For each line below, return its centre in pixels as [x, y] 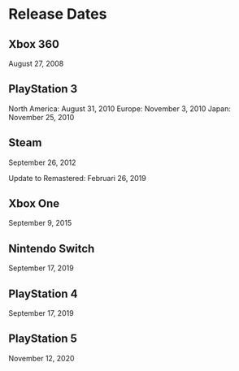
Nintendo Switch [52, 248]
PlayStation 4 [43, 293]
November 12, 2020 [41, 358]
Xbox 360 [34, 44]
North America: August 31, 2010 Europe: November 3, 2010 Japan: [120, 108]
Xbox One [34, 204]
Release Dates [58, 14]
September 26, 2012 [42, 162]
